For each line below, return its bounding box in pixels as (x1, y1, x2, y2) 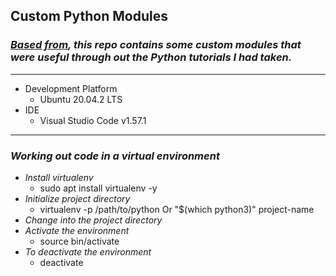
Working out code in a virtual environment (10, 149, 220, 163)
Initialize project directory (24, 192, 131, 204)
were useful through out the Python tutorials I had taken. (10, 50, 293, 64)
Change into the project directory (24, 214, 163, 226)
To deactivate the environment (24, 245, 152, 258)
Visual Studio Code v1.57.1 (39, 114, 147, 126)
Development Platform (24, 82, 118, 94)
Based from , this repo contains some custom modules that (10, 38, 302, 52)
